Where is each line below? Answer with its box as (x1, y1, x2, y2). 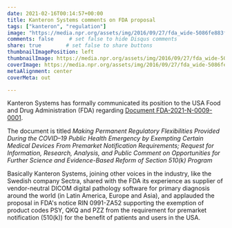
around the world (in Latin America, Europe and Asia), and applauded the (7, 191, 215, 200)
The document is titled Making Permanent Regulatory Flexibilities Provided (7, 127, 220, 135)
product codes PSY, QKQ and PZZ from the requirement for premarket (7, 206, 207, 214)
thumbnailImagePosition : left (7, 49, 95, 56)
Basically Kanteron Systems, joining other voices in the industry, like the (7, 169, 212, 178)
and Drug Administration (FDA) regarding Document (7, 106, 155, 114)
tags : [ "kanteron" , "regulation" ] (7, 23, 107, 30)
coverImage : (7, 61, 41, 68)
